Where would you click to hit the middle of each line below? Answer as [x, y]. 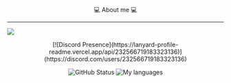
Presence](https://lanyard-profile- [130, 45]
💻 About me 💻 [115, 10]
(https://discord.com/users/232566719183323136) [115, 59]
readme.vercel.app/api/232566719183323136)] [115, 52]
